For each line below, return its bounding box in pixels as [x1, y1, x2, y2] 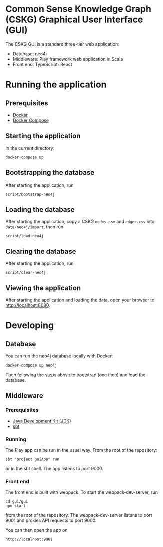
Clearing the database [5, 247, 76, 256]
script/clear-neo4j [5, 270, 46, 275]
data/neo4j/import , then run [5, 224, 64, 230]
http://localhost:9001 [5, 537, 53, 542]
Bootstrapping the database [5, 168, 95, 177]
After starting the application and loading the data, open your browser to [5, 297, 155, 303]
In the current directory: [5, 145, 55, 151]
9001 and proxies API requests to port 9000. [5, 517, 97, 524]
